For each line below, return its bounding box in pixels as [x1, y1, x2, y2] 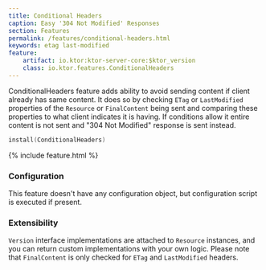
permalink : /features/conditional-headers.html [8, 34, 171, 43]
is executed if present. [8, 197, 83, 207]
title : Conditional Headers [8, 11, 103, 20]
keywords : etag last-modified [8, 42, 110, 50]
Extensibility [8, 217, 59, 228]
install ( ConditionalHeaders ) [8, 136, 106, 144]
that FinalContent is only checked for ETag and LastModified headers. [8, 252, 239, 262]
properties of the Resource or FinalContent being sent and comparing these [8, 103, 259, 112]
